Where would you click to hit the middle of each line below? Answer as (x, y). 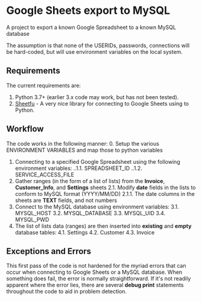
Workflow (25, 129)
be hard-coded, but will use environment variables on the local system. (94, 51)
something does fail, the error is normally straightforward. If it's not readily (99, 279)
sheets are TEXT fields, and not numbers (66, 200)
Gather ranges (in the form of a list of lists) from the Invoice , (90, 181)
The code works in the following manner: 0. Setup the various (83, 143)
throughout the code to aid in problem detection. (67, 291)
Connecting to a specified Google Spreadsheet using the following (97, 161)
